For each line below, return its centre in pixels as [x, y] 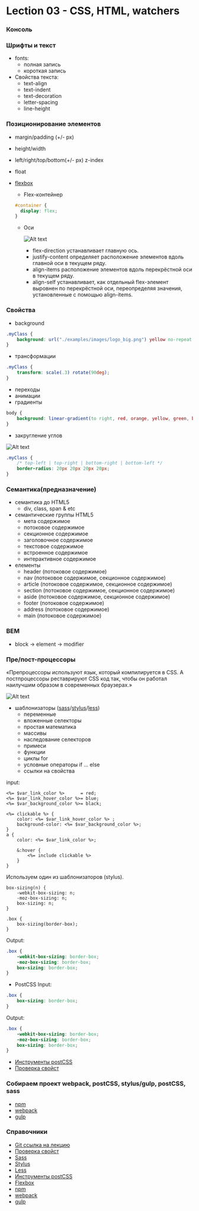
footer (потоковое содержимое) [64, 603]
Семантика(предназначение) [51, 489]
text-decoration [43, 96]
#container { [31, 205]
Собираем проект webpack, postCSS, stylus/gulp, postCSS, [96, 1083]
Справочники [27, 1132]
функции [34, 752]
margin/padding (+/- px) [44, 137]
